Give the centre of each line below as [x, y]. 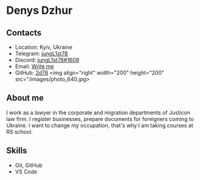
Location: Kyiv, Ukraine [44, 47]
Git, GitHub [29, 165]
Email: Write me [34, 66]
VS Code [26, 172]
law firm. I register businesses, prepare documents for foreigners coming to [100, 119]
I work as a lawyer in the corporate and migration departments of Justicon [98, 113]
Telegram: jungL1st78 [41, 54]
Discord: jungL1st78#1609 [47, 60]
